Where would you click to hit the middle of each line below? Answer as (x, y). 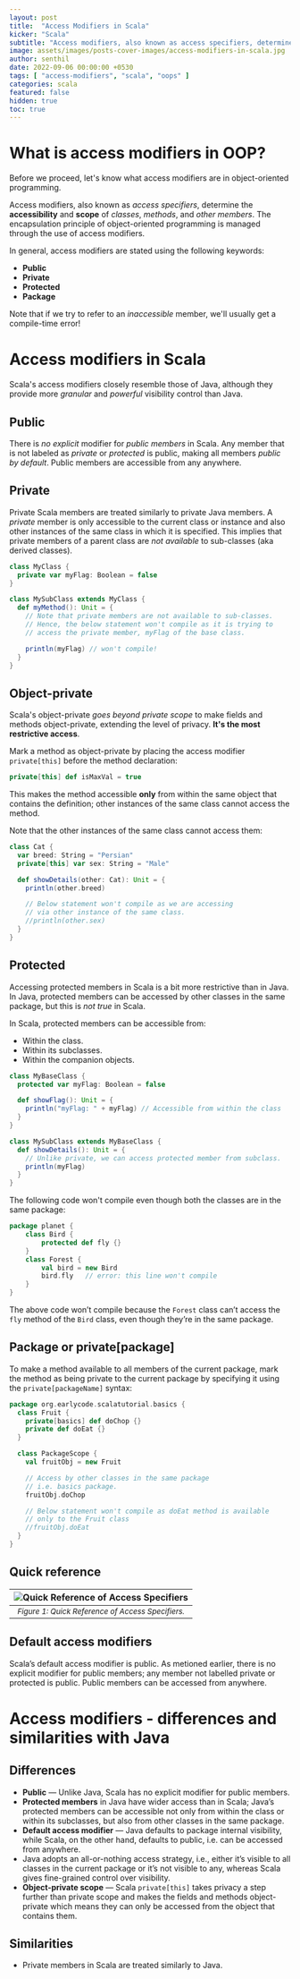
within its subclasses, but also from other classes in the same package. (153, 1821)
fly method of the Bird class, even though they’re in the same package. (142, 1319)
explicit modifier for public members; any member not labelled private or (142, 1673)
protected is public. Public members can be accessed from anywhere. (138, 1682)
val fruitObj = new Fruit (74, 1462)
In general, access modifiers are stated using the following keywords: (137, 251)
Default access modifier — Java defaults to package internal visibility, (152, 1830)
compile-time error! (45, 324)
